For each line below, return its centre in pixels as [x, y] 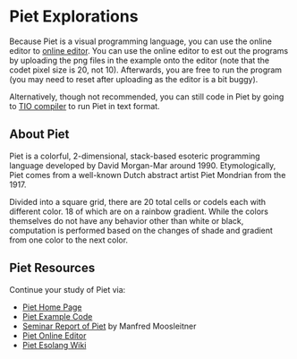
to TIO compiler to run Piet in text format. [85, 106]
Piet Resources [52, 268]
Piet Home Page [52, 307]
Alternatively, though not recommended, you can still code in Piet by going [147, 97]
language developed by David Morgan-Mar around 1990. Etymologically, [143, 165]
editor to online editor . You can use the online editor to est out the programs [149, 50]
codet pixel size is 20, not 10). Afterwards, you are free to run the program [146, 70]
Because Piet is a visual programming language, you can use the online [141, 41]
